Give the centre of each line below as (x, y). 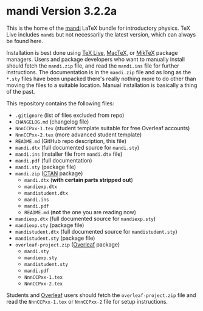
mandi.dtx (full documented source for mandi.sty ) (77, 147)
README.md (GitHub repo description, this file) (71, 141)
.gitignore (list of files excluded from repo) (70, 115)
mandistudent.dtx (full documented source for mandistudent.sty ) (96, 231)
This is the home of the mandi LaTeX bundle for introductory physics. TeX (98, 28)
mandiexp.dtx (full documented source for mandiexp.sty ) (85, 218)
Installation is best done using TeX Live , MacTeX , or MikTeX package (92, 52)
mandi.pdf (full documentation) (53, 160)
